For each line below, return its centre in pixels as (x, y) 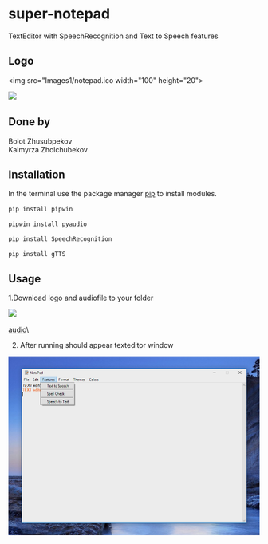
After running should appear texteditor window (97, 345)
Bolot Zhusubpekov (40, 141)
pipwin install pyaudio (48, 224)
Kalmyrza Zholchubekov (48, 149)
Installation (37, 174)
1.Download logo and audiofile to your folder (81, 298)
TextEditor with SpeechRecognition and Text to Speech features (113, 36)
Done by (30, 122)
